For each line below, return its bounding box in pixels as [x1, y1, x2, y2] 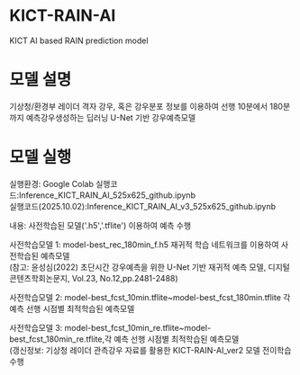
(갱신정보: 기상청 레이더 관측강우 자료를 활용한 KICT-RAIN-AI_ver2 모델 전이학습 [9, 344, 292, 355]
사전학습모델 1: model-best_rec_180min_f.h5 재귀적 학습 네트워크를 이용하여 [9, 239, 279, 250]
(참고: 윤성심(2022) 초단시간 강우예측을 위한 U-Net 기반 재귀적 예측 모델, [9, 262, 267, 272]
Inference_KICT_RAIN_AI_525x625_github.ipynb [18, 190, 196, 201]
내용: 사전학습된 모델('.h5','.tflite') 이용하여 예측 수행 [9, 219, 192, 230]
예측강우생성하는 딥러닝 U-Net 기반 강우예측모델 [25, 112, 196, 122]
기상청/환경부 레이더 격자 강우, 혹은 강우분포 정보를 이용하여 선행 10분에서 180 [9, 101, 284, 112]
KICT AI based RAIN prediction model [9, 35, 149, 46]
